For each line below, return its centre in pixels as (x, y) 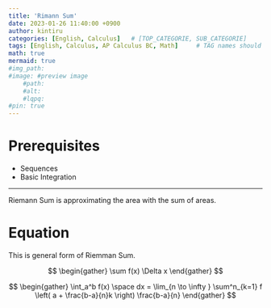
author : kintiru (35, 31)
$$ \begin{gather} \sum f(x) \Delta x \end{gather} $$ (135, 271)
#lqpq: (34, 99)
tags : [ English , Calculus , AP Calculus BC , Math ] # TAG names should (135, 46)
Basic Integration (48, 177)
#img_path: (27, 69)
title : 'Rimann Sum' (43, 16)
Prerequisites (54, 146)
